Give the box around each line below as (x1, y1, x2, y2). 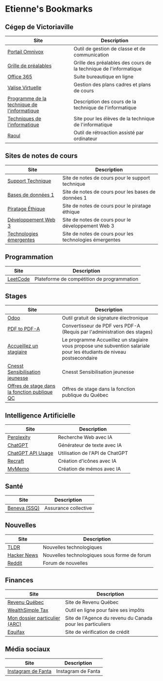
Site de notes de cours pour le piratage (62, 202, 151, 209)
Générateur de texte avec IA (58, 442, 122, 449)
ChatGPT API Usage (7, 450, 53, 456)
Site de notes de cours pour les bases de (62, 188, 156, 195)
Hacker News (7, 552, 38, 559)
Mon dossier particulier (7, 614, 61, 621)
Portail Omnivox (7, 49, 44, 55)
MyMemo (7, 466, 29, 472)
